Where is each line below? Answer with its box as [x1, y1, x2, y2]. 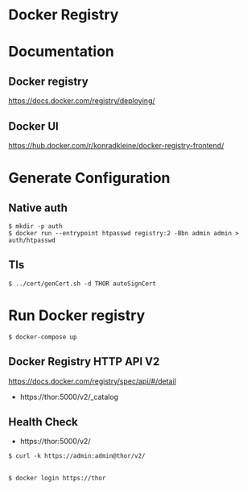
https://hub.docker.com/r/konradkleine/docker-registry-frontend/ [8, 141, 224, 150]
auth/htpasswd [8, 236, 56, 244]
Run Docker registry [8, 306, 146, 324]
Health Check [8, 415, 79, 429]
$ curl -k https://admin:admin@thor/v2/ [8, 452, 146, 460]
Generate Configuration [8, 169, 171, 187]
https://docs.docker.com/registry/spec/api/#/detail [8, 376, 177, 386]
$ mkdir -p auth [8, 222, 63, 230]
